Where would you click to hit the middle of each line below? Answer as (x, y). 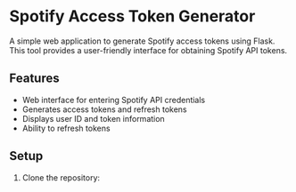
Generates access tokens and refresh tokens (104, 109)
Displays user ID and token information (93, 118)
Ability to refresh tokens (66, 128)
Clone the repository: (61, 177)
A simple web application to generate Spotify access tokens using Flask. (142, 41)
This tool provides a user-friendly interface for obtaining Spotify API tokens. (148, 50)
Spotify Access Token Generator (132, 16)
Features (34, 79)
